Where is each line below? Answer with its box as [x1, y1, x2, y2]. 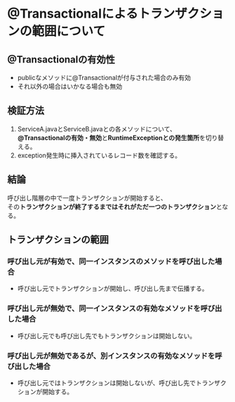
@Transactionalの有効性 [7, 53, 116, 65]
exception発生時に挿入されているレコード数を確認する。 [17, 151, 181, 160]
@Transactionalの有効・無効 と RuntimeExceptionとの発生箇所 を [17, 134, 206, 142]
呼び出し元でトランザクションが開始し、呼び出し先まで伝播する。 [17, 285, 208, 293]
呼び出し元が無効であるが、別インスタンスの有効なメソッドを [7, 351, 215, 361]
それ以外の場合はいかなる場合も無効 [17, 82, 123, 91]
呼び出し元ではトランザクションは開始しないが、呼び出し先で [17, 378, 196, 387]
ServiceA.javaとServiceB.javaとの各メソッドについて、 [17, 124, 177, 133]
